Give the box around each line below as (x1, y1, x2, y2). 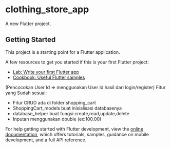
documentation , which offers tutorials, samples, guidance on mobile (5, 131, 149, 137)
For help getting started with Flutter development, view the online (5, 125, 144, 132)
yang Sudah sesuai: (5, 90, 47, 96)
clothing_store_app (5, 4, 89, 15)
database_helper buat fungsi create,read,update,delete (12, 110, 130, 116)
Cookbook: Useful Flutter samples (12, 74, 85, 80)
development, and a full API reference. (5, 137, 87, 143)
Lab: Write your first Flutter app (12, 69, 80, 75)
